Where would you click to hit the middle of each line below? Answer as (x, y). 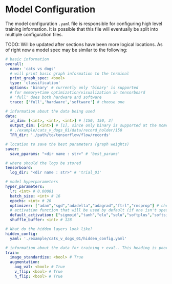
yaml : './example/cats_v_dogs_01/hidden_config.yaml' (68, 238)
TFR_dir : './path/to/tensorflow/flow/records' (60, 135)
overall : (15, 64)
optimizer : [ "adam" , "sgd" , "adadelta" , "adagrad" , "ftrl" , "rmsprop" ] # (84, 206)
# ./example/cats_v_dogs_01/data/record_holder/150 (66, 130)
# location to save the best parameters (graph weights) (67, 144)
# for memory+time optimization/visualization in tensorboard (78, 93)
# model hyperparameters (32, 182)
